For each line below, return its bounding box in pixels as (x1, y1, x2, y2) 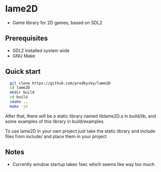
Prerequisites (5, 34, 48, 43)
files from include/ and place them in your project (5, 133, 107, 139)
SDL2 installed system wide (12, 47, 70, 53)
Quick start (5, 67, 41, 76)
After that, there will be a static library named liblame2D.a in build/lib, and (5, 113, 156, 119)
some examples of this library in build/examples (5, 118, 104, 124)
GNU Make (12, 53, 35, 59)
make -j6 (9, 104, 28, 109)
